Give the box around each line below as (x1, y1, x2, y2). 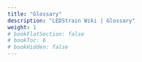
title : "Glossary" (7, 10, 62, 18)
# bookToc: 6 (7, 37, 46, 44)
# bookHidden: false (7, 43, 69, 51)
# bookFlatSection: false (7, 30, 84, 38)
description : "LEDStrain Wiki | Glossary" (7, 17, 136, 24)
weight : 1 (7, 24, 37, 31)
